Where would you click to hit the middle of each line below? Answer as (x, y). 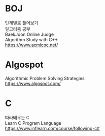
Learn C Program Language (33, 123)
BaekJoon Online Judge (30, 34)
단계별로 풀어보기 (22, 23)
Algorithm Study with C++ (32, 39)
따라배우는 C (17, 117)
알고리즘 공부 (18, 29)
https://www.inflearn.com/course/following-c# (52, 128)
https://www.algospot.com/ (33, 83)
